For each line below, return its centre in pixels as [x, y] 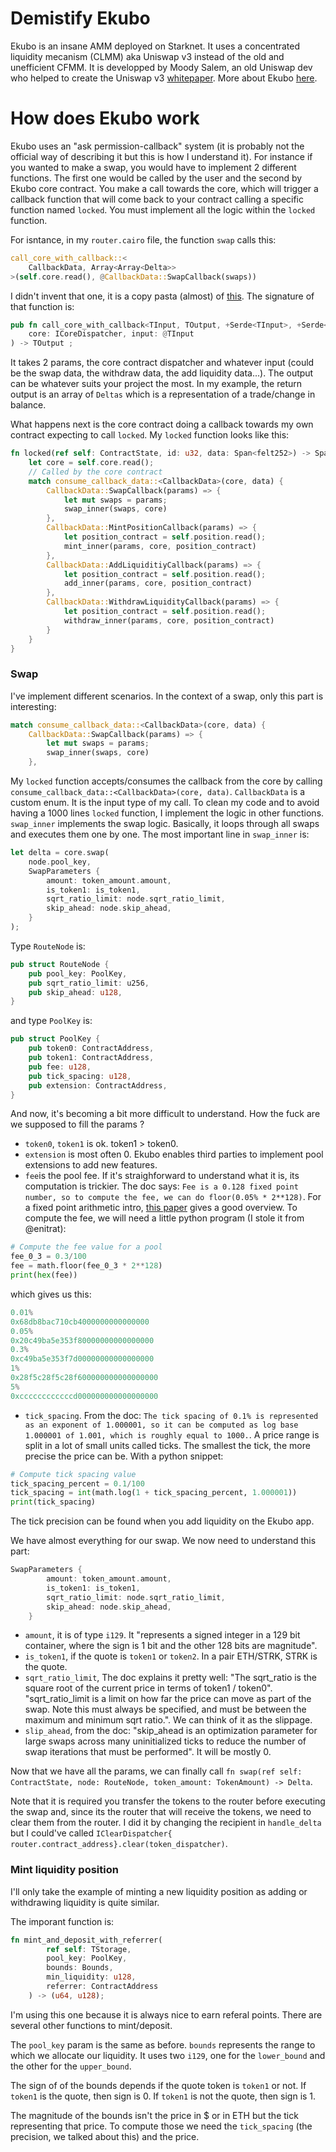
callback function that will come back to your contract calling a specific [157, 199]
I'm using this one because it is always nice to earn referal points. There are [166, 2014]
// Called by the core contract [95, 472]
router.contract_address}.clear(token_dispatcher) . [119, 1844]
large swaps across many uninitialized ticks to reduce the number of [165, 1741]
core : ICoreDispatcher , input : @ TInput [111, 334]
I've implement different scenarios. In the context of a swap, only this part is [167, 696]
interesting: [33, 706]
